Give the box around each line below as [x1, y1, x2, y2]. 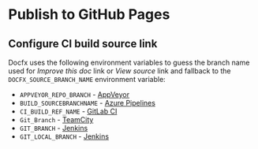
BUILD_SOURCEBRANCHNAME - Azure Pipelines [19, 99, 156, 107]
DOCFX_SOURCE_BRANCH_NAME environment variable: [8, 75, 166, 84]
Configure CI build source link [8, 37, 158, 50]
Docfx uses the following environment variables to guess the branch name [8, 58, 250, 67]
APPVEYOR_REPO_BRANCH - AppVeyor [19, 90, 130, 99]
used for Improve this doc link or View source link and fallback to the [8, 66, 231, 76]
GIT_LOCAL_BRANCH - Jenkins [19, 132, 109, 141]
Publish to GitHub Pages [8, 6, 170, 24]
